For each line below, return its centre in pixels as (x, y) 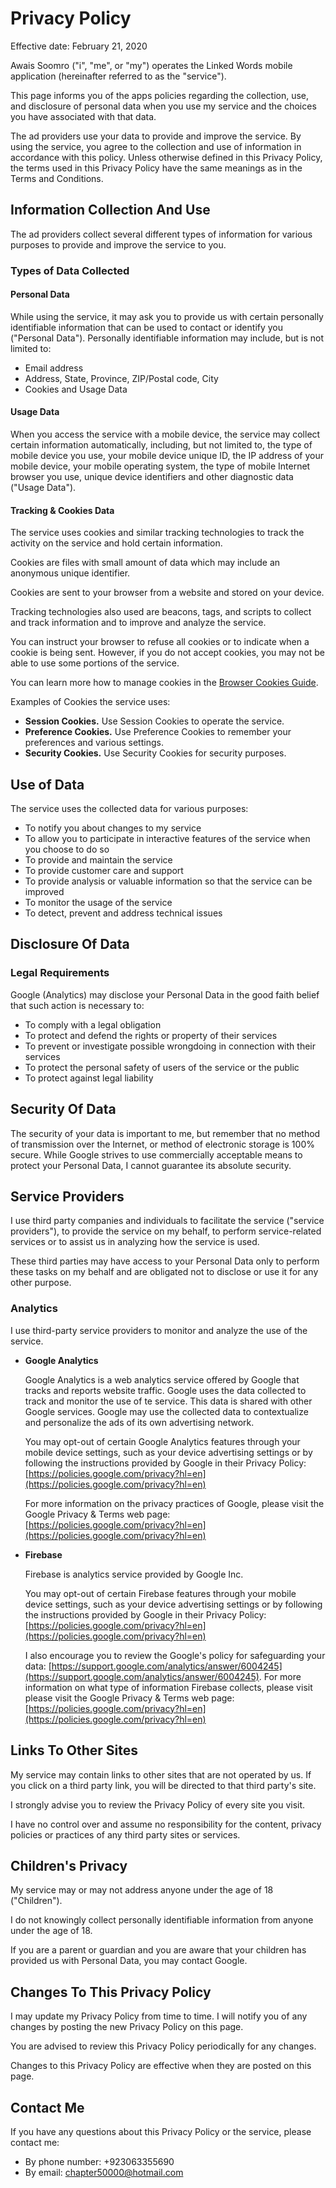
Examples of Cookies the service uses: (90, 702)
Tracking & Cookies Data (62, 510)
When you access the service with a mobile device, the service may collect (165, 434)
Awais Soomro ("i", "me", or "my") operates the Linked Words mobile (151, 65)
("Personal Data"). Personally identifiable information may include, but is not (167, 338)
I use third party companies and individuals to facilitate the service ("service (167, 1221)
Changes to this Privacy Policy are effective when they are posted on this (161, 2066)
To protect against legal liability (89, 1078)
